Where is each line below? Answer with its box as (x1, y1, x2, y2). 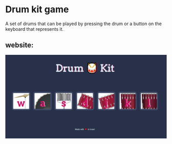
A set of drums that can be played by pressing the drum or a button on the (5, 20, 162, 27)
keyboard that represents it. (5, 26, 64, 32)
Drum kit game (5, 4, 69, 15)
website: (5, 41, 34, 50)
